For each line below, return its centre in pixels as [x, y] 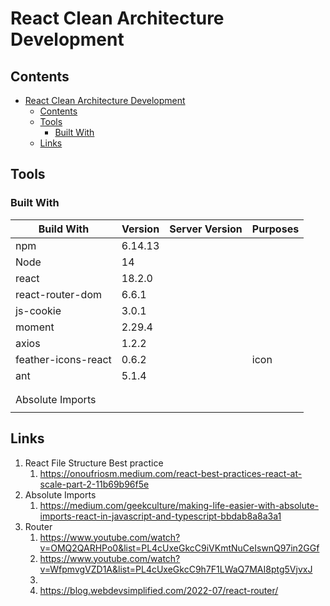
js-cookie [38, 310]
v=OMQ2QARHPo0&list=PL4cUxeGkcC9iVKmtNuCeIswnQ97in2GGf [179, 548]
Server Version [206, 229]
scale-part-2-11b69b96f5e [94, 484]
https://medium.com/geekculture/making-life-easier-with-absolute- [179, 505]
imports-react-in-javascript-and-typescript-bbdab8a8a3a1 [160, 516]
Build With [64, 229]
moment [35, 327]
